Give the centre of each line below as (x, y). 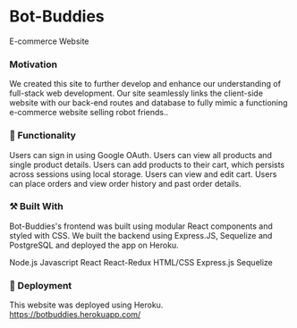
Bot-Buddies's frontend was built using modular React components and (141, 226)
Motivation (34, 64)
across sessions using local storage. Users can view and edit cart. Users (143, 174)
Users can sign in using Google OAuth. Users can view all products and (141, 155)
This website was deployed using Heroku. (86, 305)
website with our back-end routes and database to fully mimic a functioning (148, 103)
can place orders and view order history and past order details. (125, 183)
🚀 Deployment (41, 285)
